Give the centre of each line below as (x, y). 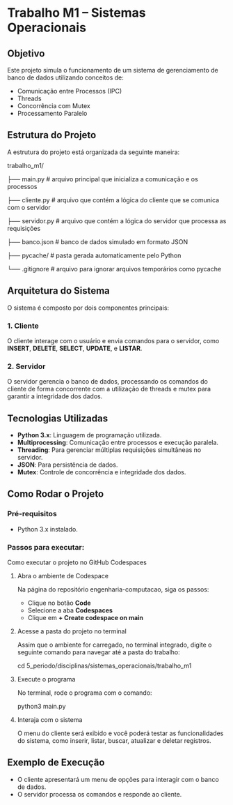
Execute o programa (46, 679)
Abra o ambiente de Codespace (63, 576)
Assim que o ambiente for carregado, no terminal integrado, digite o (114, 645)
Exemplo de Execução (56, 763)
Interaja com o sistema (50, 720)
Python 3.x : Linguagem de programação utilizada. (89, 435)
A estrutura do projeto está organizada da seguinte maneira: (94, 152)
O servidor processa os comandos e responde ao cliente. (99, 794)
